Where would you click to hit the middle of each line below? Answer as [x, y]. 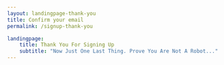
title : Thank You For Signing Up [67, 45]
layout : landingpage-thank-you [52, 13]
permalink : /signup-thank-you [50, 26]
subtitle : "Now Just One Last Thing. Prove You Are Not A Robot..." [119, 51]
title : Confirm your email [45, 20]
